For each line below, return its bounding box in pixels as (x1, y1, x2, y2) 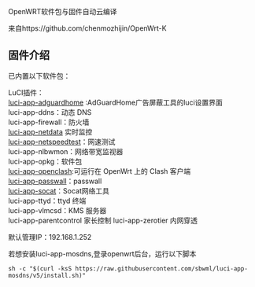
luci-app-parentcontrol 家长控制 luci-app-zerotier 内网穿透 (8, 215, 198, 225)
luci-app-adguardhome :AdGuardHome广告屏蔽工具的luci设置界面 (8, 98, 223, 107)
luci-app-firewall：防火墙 (8, 117, 90, 127)
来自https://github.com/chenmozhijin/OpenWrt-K (8, 24, 167, 33)
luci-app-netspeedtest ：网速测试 (8, 137, 116, 146)
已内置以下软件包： (8, 71, 71, 80)
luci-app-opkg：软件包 (8, 156, 83, 166)
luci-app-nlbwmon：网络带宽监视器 (8, 146, 124, 156)
